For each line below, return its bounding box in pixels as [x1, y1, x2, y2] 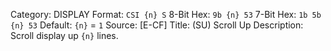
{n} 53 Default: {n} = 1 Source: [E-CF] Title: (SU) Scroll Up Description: [10, 19, 304, 31]
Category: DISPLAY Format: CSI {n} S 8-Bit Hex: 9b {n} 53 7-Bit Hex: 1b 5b [10, 9, 322, 20]
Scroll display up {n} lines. [10, 30, 119, 41]
